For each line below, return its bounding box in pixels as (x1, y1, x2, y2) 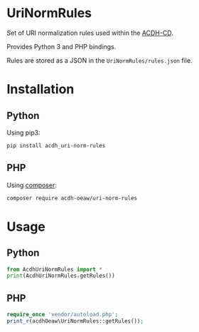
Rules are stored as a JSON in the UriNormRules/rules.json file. (6, 56, 193, 65)
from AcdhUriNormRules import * (6, 266, 102, 273)
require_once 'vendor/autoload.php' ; (6, 311, 119, 318)
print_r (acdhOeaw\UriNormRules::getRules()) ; (6, 317, 144, 325)
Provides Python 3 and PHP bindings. (6, 42, 117, 51)
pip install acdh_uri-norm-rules (6, 142, 106, 149)
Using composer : (6, 180, 58, 190)
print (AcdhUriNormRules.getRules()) (6, 272, 115, 279)
